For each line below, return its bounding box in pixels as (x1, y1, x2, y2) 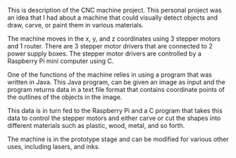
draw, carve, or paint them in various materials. (7, 21, 144, 29)
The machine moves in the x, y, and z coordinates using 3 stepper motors (7, 34, 221, 43)
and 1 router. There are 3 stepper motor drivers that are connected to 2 (7, 42, 213, 50)
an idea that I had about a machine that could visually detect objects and (7, 13, 218, 22)
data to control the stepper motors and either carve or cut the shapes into (7, 114, 221, 122)
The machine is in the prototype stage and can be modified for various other (7, 135, 229, 143)
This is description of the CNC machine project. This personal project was (7, 6, 222, 14)
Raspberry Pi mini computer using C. (7, 57, 114, 65)
